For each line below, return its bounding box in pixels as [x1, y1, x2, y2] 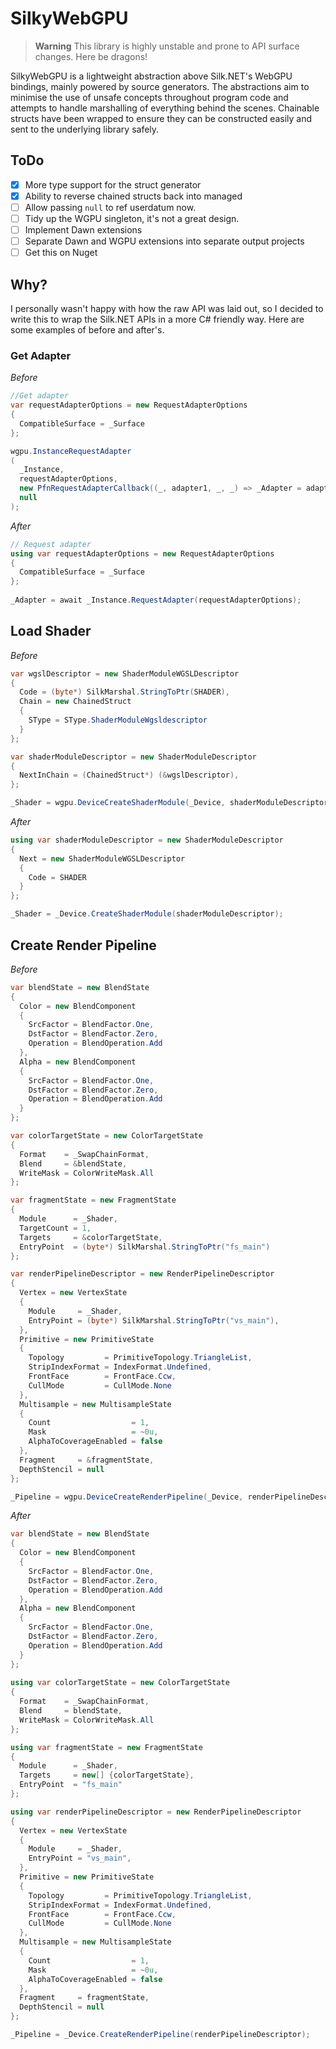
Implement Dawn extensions [24, 224, 143, 236]
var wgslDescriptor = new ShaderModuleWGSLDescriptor [10, 668, 240, 679]
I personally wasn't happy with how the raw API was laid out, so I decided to [10, 303, 324, 314]
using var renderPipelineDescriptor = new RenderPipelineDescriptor [10, 1807, 302, 1817]
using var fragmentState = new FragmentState [10, 1742, 203, 1752]
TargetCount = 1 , [19, 1223, 92, 1233]
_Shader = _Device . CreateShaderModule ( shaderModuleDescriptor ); [10, 909, 284, 919]
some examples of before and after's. [10, 324, 165, 336]
